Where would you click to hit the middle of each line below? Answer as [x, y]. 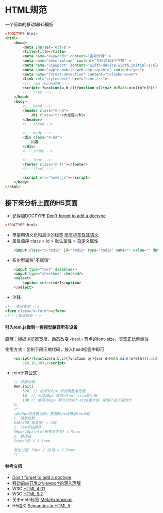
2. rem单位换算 [28, 427]
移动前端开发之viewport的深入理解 [46, 483]
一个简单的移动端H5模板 [29, 24]
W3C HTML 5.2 [27, 494]
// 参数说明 [24, 382]
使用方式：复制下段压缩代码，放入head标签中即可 [55, 349]
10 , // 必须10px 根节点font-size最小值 [60, 396]
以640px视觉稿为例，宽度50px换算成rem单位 [52, 414]
